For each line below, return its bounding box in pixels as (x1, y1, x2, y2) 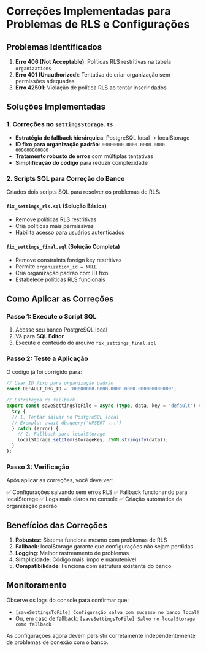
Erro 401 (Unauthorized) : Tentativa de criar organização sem (15, 71, 170, 78)
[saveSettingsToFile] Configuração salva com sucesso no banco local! (15, 609, 200, 615)
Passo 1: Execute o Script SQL (6, 312, 97, 320)
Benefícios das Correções (6, 520, 108, 531)
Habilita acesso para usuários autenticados (15, 229, 124, 237)
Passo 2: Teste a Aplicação (6, 354, 89, 363)
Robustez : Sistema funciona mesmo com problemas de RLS (15, 536, 167, 544)
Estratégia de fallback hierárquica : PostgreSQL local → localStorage (15, 134, 190, 142)
